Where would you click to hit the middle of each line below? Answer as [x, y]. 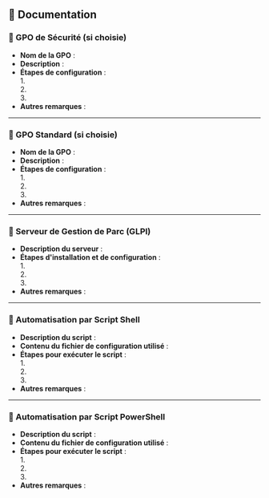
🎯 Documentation [53, 15]
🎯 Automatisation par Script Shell [74, 320]
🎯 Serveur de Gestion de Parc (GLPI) [80, 231]
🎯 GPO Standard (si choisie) [63, 135]
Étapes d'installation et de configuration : [90, 257]
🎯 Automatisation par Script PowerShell [87, 416]
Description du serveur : [61, 249]
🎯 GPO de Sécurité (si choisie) [67, 38]
